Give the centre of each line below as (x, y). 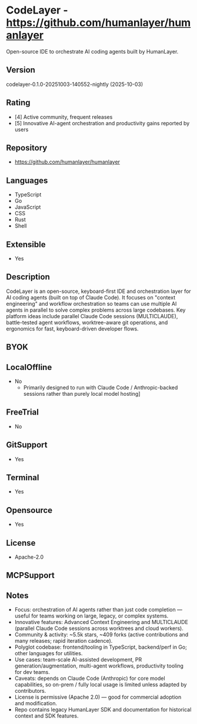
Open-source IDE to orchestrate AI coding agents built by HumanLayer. (92, 51)
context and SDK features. (46, 716)
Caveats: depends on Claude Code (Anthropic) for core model (90, 678)
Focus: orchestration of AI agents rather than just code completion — (98, 610)
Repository (27, 148)
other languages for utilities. (49, 653)
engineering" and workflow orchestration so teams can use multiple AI (91, 303)
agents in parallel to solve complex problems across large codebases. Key (96, 310)
